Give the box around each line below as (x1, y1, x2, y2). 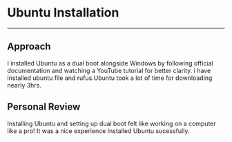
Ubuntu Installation (7, 5, 119, 21)
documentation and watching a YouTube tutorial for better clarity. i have (7, 66, 211, 74)
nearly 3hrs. (7, 81, 41, 89)
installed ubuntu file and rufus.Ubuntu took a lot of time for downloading (7, 74, 213, 82)
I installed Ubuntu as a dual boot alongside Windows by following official (7, 59, 213, 67)
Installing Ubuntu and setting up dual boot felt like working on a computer (7, 119, 216, 128)
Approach (7, 41, 51, 52)
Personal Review (7, 101, 81, 113)
